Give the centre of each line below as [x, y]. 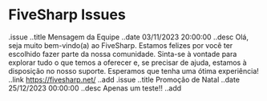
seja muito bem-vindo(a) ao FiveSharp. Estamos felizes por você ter [121, 45]
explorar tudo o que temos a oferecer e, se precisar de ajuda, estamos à [127, 63]
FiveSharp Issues [67, 15]
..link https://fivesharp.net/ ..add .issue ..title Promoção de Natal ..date [124, 79]
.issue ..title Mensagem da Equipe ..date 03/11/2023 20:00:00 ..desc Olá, [128, 37]
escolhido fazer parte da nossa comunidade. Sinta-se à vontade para [123, 54]
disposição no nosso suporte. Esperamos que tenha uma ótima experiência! [133, 71]
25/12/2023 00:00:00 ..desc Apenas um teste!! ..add [95, 88]
